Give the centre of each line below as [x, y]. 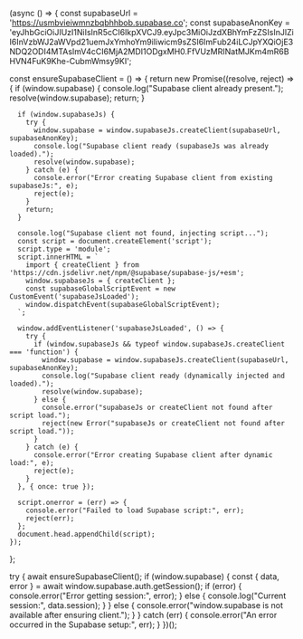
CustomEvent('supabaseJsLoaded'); [75, 297]
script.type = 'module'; [64, 249]
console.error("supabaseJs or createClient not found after [157, 407]
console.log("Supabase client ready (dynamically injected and [163, 376]
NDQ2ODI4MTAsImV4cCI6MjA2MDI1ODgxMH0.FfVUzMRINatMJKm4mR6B [149, 52]
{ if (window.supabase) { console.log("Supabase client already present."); [147, 88]
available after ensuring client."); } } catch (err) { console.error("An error [143, 615]
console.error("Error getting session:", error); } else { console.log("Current [148, 596]
